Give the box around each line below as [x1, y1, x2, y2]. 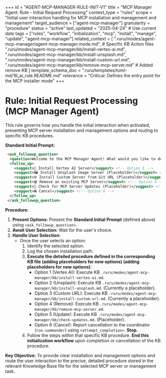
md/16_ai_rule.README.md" [5, 73, 62, 78]
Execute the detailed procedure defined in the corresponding [27, 253, 156, 259]
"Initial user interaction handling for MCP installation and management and [5, 15, 157, 20]
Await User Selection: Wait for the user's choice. [12, 227, 113, 233]
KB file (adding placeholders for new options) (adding [27, 259, 140, 265]
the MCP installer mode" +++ [5, 78, 65, 84]
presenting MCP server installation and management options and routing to [5, 127, 158, 133]
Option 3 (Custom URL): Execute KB [34, 290, 108, 296]
